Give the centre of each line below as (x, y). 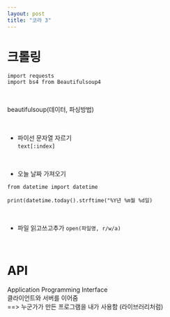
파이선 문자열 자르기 (44, 138)
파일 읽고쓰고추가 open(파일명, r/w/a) (69, 228)
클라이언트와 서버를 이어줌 (43, 298)
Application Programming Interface (57, 290)
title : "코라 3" (29, 20)
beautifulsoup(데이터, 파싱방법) (51, 110)
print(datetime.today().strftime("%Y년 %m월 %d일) (80, 201)
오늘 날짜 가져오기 (41, 174)
